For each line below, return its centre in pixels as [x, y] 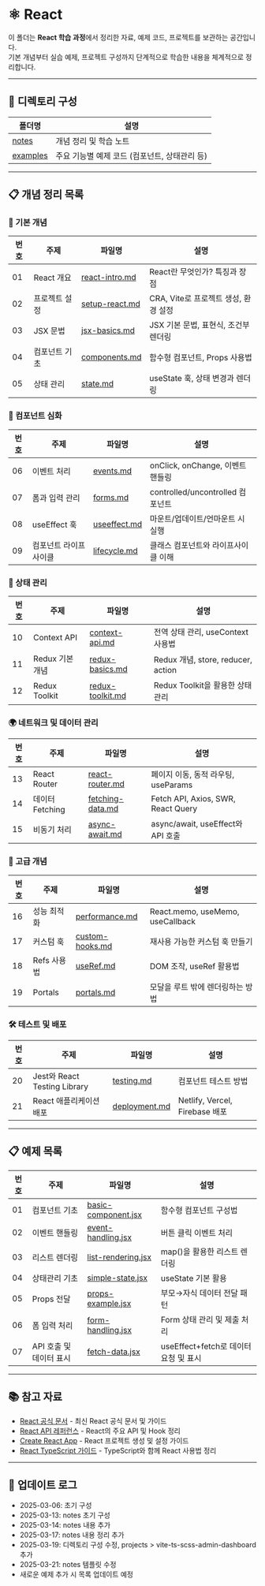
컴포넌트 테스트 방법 [213, 1080]
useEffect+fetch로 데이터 [206, 1346]
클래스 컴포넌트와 [180, 545]
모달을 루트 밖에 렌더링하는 [196, 987]
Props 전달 [51, 1299]
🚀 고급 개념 [28, 861]
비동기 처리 [52, 830]
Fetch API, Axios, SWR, [193, 799]
